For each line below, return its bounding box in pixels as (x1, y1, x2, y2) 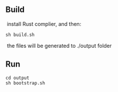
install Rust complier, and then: (6, 20, 82, 27)
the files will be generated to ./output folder (6, 42, 112, 49)
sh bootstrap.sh (5, 80, 45, 86)
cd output (5, 75, 30, 81)
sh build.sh (5, 32, 35, 38)
